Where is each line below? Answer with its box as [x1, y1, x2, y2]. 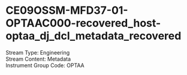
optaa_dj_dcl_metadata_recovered [5, 29, 182, 43]
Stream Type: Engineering [5, 49, 70, 56]
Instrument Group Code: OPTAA [5, 61, 85, 69]
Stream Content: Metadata [5, 55, 71, 62]
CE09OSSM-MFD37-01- [5, 4, 128, 17]
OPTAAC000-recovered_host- [5, 16, 161, 30]
